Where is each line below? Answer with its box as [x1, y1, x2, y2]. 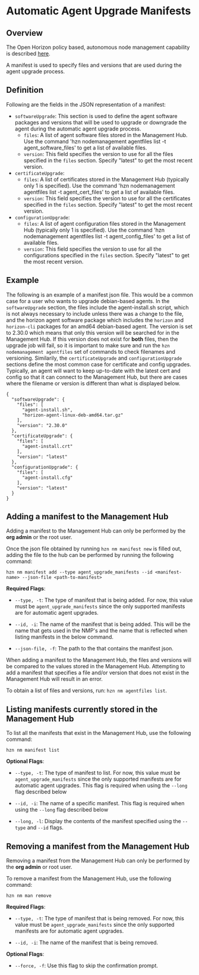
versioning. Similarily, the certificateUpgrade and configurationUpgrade [6, 354, 182, 362]
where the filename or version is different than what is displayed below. [6, 379, 181, 387]
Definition [6, 85, 43, 95]
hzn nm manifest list [6, 747, 60, 753]
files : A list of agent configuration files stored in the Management [23, 220, 186, 227]
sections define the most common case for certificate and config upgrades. [6, 360, 191, 367]
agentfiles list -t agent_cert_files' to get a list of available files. [23, 188, 175, 195]
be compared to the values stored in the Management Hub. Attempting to [6, 663, 185, 670]
